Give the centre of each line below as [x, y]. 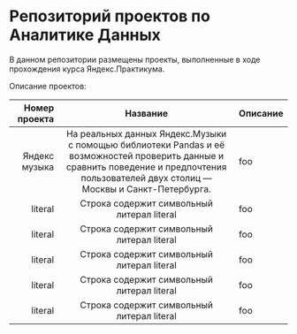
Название [146, 113]
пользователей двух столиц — [146, 178]
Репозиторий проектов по [110, 16]
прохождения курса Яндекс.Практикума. [87, 69]
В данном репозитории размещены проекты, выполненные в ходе [135, 59]
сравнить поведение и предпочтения [146, 167]
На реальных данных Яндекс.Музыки [146, 133]
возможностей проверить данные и [146, 156]
